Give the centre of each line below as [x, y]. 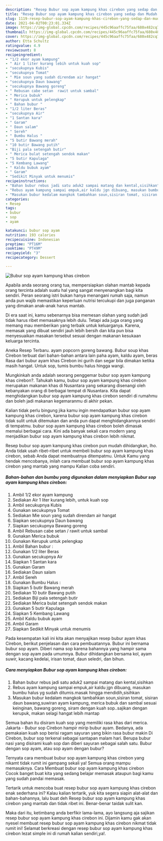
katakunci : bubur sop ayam [33, 230]
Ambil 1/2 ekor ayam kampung [43, 495]
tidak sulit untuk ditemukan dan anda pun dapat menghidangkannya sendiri [80, 420]
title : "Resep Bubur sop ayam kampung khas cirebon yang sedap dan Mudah [81, 14]
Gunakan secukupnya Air [37, 556]
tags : [11, 208]
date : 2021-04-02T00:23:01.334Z [38, 23]
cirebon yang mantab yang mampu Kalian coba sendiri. [60, 466]
